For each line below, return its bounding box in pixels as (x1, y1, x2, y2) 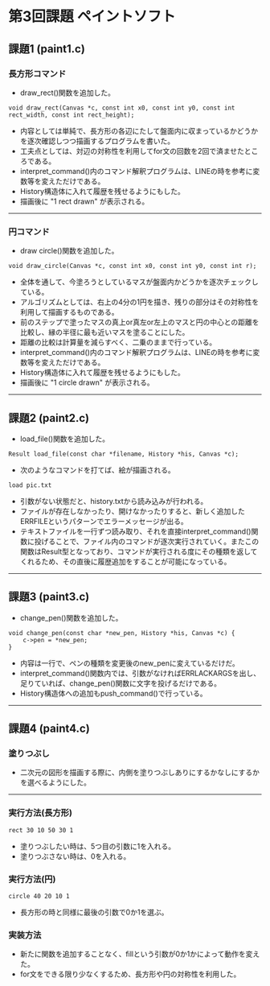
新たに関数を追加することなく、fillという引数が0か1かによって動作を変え (19, 949, 260, 959)
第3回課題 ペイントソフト (8, 7, 176, 26)
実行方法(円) (8, 873, 56, 885)
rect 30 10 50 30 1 (8, 826, 74, 834)
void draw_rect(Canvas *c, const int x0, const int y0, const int (8, 104, 235, 112)
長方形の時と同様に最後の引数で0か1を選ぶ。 (19, 907, 169, 918)
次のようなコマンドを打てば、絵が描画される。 (19, 464, 175, 475)
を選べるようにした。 (19, 778, 91, 787)
